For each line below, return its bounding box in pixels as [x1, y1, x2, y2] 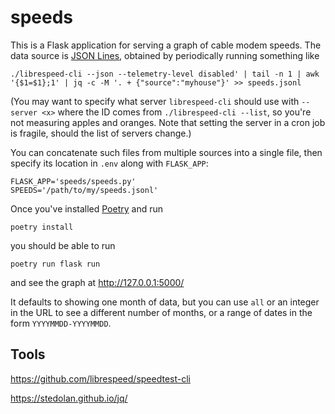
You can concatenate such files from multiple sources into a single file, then [10, 146, 323, 158]
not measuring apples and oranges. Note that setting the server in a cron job [10, 116, 326, 128]
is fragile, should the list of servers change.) [10, 127, 192, 139]
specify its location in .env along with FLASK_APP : [10, 157, 209, 169]
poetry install [10, 222, 74, 232]
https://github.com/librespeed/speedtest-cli [10, 372, 191, 385]
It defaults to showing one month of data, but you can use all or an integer [10, 296, 320, 308]
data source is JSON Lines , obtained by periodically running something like [10, 49, 320, 61]
